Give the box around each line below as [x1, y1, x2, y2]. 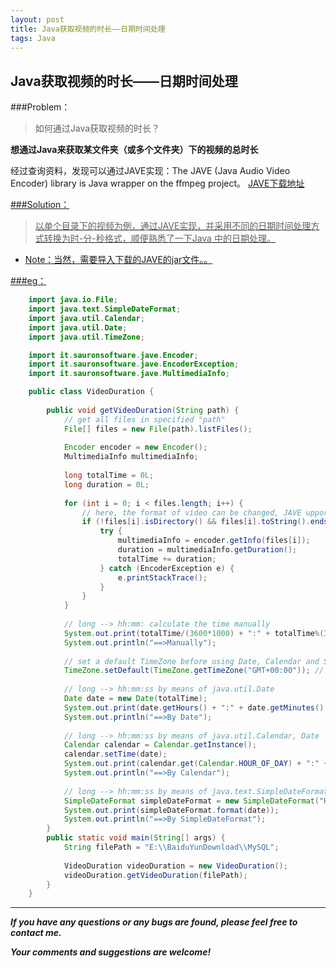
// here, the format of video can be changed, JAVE [81, 507, 302, 518]
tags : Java [10, 33, 56, 43]
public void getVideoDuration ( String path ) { [46, 405, 240, 415]
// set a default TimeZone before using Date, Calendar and [63, 656, 320, 666]
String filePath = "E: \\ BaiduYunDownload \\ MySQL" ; [63, 842, 280, 853]
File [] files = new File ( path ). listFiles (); [63, 424, 253, 434]
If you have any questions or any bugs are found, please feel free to [10, 916, 298, 928]
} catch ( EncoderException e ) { [99, 563, 235, 573]
